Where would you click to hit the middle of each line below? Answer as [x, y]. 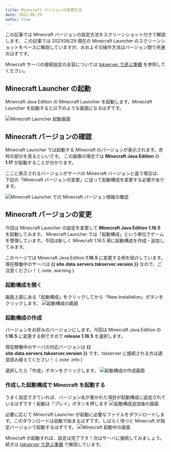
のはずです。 [19, 54]
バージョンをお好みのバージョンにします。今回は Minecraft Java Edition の [83, 330]
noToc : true [18, 19]
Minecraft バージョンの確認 [49, 136]
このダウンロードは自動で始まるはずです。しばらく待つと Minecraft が [87, 420]
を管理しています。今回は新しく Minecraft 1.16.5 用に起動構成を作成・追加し [85, 241]
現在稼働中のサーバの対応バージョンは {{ [48, 347]
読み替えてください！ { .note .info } [46, 360]
